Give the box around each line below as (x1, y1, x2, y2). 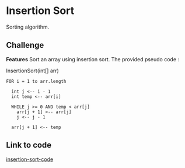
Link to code (6, 140, 52, 150)
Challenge (6, 40, 44, 50)
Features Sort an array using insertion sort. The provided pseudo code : (6, 55, 180, 62)
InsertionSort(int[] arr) (6, 67, 60, 74)
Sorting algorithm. (6, 23, 50, 30)
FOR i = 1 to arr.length (6, 78, 67, 84)
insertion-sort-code (6, 156, 54, 163)
